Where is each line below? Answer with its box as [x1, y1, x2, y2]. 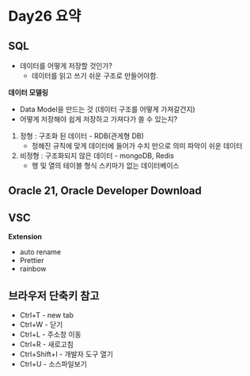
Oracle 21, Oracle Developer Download [8, 184, 202, 197]
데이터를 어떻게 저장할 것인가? [19, 61, 113, 70]
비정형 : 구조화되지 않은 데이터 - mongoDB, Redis [19, 151, 174, 160]
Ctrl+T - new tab [19, 310, 74, 320]
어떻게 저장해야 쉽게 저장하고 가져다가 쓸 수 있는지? [19, 115, 178, 123]
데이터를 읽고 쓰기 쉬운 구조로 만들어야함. [31, 71, 159, 80]
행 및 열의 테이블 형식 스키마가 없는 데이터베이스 [31, 161, 180, 170]
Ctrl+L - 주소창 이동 [19, 329, 81, 340]
